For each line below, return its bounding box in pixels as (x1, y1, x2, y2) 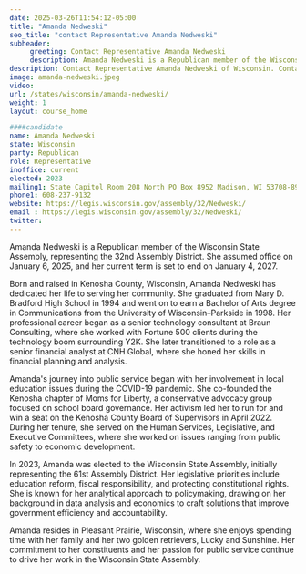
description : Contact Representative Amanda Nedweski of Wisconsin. (9, 65, 275, 74)
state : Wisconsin (9, 140, 76, 149)
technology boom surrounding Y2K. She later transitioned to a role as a (9, 336, 276, 347)
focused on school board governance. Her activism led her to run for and (9, 402, 284, 413)
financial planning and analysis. (9, 355, 127, 366)
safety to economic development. (9, 441, 136, 452)
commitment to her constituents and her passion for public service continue (9, 544, 294, 555)
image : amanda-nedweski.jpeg (9, 73, 120, 82)
